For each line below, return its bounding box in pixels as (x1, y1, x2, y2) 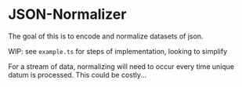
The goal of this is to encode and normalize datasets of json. (8, 31, 204, 41)
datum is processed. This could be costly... (8, 70, 147, 79)
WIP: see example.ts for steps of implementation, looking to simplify (8, 46, 228, 56)
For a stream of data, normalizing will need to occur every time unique (8, 61, 235, 71)
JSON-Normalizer (8, 5, 127, 24)
